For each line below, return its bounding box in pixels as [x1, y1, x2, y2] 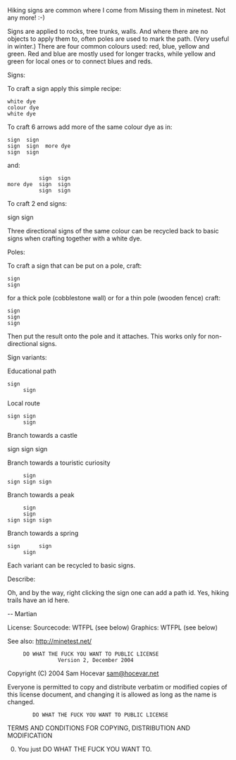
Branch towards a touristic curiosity [7, 458, 111, 467]
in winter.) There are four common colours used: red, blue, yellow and [7, 42, 210, 50]
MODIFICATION [7, 731, 53, 740]
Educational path [7, 367, 56, 375]
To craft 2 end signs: [7, 200, 68, 207]
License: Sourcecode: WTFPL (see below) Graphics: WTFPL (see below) [7, 623, 218, 632]
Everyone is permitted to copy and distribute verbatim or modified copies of [7, 683, 228, 691]
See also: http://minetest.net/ [7, 637, 92, 645]
